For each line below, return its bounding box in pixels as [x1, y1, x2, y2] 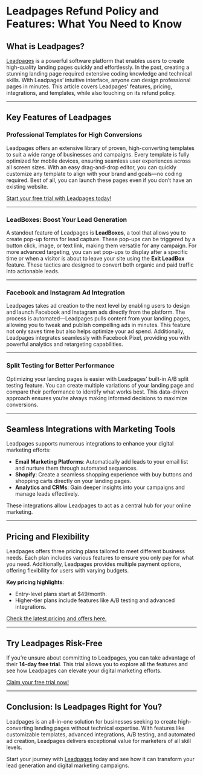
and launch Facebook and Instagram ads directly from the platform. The [6, 308, 185, 316]
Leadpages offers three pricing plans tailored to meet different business [6, 548, 185, 555]
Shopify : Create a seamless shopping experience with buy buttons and [14, 471, 193, 478]
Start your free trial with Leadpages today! [6, 195, 112, 202]
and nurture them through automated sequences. [14, 464, 138, 472]
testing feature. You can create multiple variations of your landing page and [6, 381, 195, 389]
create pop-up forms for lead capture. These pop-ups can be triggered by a [6, 235, 196, 242]
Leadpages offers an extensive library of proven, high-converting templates [6, 144, 195, 152]
